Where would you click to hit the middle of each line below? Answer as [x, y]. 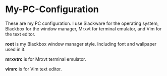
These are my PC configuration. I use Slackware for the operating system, [82, 23]
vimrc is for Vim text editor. [34, 69]
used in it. [15, 49]
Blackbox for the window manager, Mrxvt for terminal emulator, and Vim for [83, 28]
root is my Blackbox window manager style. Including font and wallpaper [81, 44]
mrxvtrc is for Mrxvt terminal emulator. [46, 59]
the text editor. [20, 34]
